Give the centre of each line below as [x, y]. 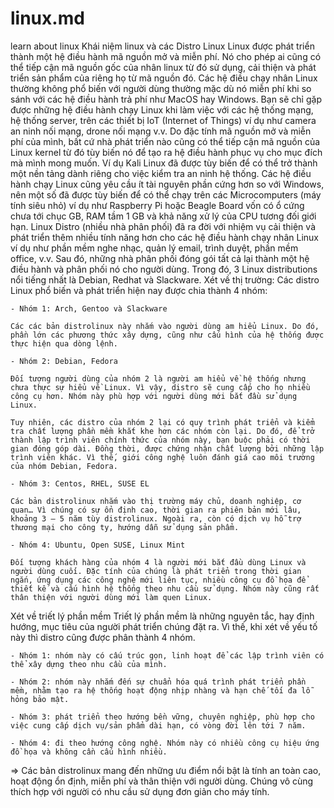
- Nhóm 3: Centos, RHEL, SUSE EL [80, 483]
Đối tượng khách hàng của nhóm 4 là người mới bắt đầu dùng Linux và [158, 562]
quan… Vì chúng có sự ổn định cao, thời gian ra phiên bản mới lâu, [156, 510]
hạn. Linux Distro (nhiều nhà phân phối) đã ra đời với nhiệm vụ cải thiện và [163, 226]
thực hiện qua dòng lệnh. [64, 343]
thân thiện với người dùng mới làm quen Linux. [111, 597]
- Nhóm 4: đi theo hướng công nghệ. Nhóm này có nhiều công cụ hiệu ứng [165, 743]
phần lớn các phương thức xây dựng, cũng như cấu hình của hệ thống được [167, 335]
